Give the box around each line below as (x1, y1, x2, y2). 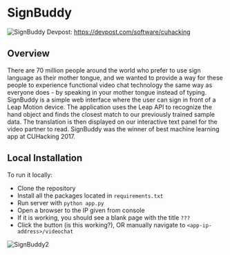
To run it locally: (7, 171, 53, 179)
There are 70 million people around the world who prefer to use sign (7, 66, 202, 74)
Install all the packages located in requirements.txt (17, 191, 164, 200)
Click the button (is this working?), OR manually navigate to (17, 220, 186, 229)
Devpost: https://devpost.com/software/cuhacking (46, 28, 191, 36)
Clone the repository (17, 184, 76, 192)
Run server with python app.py (17, 198, 105, 207)
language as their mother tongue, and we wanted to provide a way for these (7, 73, 223, 82)
